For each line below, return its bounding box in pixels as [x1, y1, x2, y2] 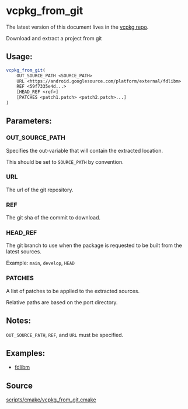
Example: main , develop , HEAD [6, 259, 75, 267]
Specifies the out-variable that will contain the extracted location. [6, 147, 163, 154]
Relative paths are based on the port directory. [6, 298, 118, 305]
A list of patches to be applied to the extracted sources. [6, 287, 140, 294]
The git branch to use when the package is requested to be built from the [6, 242, 182, 249]
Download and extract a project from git [6, 35, 102, 42]
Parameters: [6, 116, 52, 126]
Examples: [6, 348, 46, 358]
